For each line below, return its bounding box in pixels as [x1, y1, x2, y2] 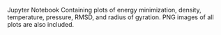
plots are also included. [7, 21, 75, 28]
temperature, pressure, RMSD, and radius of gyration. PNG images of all [7, 13, 214, 21]
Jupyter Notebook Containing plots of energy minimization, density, [7, 6, 201, 14]
